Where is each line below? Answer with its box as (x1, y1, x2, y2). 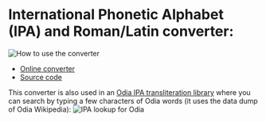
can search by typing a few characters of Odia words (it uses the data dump (8, 96, 259, 105)
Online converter (19, 63, 76, 73)
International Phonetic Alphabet (8, 6, 225, 24)
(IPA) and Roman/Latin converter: (8, 22, 234, 40)
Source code (19, 72, 62, 82)
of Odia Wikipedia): (8, 105, 72, 114)
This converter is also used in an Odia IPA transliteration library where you (8, 87, 251, 97)
